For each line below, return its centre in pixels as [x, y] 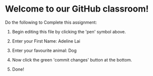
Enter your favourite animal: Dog [44, 50]
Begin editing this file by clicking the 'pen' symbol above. [69, 31]
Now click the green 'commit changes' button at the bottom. [72, 60]
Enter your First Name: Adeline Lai [46, 41]
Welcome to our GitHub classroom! [77, 9]
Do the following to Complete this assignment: [51, 22]
